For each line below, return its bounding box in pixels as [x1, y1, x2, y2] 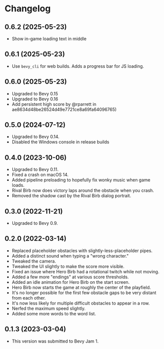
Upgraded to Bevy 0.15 [11, 90, 58, 96]
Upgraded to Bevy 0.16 [11, 96, 58, 102]
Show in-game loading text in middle [11, 36, 87, 42]
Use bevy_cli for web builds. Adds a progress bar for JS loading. [11, 63, 144, 69]
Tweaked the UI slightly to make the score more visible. [11, 263, 124, 269]
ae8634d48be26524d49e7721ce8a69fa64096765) [11, 106, 117, 112]
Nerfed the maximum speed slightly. [11, 305, 86, 311]
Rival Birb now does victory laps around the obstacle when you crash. [11, 187, 154, 193]
